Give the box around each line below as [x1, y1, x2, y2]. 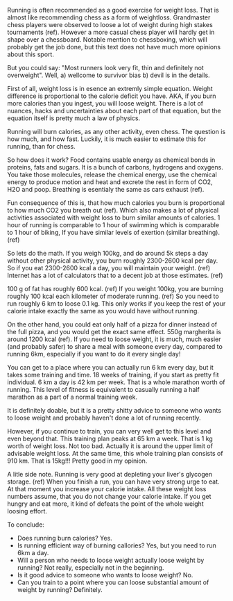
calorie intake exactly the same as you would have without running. [7, 307, 200, 315]
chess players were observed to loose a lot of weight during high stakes [7, 21, 213, 28]
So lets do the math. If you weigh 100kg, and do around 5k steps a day [7, 249, 208, 257]
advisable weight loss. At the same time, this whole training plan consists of [7, 450, 223, 457]
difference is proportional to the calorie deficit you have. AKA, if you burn [7, 92, 216, 100]
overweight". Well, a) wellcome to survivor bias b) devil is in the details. [7, 71, 210, 79]
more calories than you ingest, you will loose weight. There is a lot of [7, 99, 203, 107]
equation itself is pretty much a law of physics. [7, 114, 141, 122]
